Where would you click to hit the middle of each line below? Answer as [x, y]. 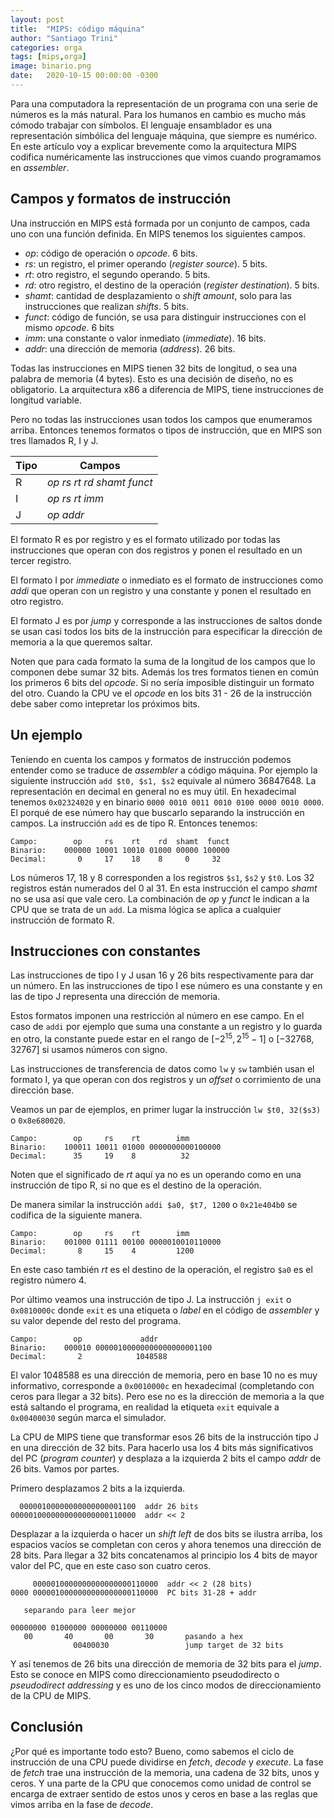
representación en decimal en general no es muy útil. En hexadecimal [153, 791]
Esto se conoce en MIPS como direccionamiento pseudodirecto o [145, 1674]
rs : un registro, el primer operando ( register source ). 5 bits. [146, 263]
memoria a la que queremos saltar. [81, 642]
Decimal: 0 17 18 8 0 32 [116, 859]
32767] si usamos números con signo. [89, 1049]
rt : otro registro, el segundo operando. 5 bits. [117, 274]
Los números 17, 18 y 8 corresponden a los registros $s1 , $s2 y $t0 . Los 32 [162, 877]
